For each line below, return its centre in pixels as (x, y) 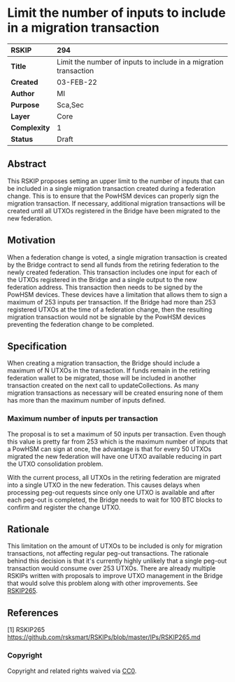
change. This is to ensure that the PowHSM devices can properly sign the (113, 196)
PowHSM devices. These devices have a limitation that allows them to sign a (117, 294)
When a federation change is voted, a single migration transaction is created (117, 257)
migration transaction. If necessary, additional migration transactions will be (116, 203)
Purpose (25, 105)
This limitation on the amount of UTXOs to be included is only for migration (115, 546)
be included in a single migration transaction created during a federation (111, 188)
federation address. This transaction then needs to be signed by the (105, 287)
